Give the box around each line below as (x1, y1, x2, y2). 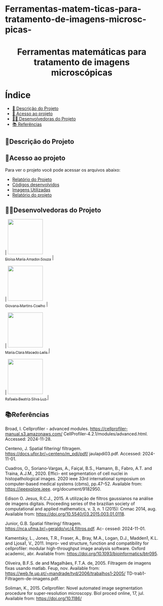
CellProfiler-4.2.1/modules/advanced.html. (63, 431, 148, 437)
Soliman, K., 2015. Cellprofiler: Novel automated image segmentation (5, 585, 143, 591)
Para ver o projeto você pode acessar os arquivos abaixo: (5, 167, 121, 173)
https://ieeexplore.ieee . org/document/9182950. (5, 486, 101, 492)
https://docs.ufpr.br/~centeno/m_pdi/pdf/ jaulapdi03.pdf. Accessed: (5, 451, 142, 457)
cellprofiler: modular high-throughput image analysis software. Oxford (5, 546, 145, 551)
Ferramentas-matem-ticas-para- (5, 3, 142, 15)
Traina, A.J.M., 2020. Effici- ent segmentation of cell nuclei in (5, 470, 128, 476)
